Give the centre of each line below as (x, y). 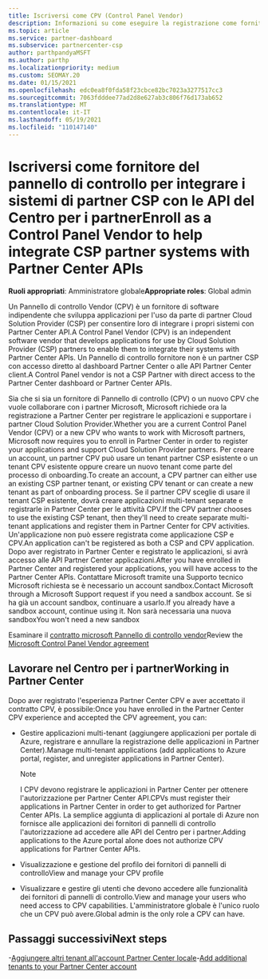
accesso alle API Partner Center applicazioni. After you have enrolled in (124, 560)
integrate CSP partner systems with (129, 252)
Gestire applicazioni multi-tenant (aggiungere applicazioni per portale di (138, 733)
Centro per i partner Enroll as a (110, 218)
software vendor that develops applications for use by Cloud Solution (122, 340)
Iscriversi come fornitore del (104, 167)
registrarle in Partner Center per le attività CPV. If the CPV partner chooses (130, 509)
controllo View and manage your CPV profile (92, 873)
